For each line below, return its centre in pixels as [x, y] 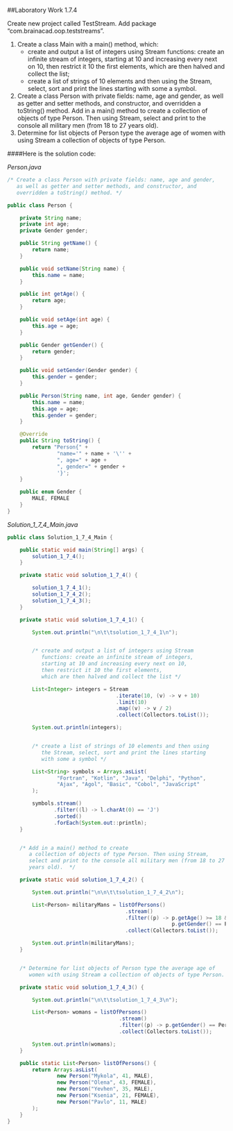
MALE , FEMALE [51, 499]
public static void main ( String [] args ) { [82, 550]
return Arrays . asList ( [65, 1070]
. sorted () [68, 816]
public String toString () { [60, 441]
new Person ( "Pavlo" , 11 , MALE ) [102, 1102]
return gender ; [54, 351]
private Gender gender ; [54, 231]
